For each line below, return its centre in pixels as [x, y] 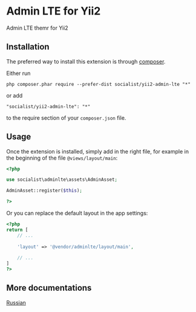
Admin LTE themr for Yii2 [37, 28]
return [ [17, 230]
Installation [28, 47]
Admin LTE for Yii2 [54, 11]
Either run [18, 73]
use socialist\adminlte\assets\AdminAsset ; [62, 180]
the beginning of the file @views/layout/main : [62, 158]
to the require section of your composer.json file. [66, 118]
